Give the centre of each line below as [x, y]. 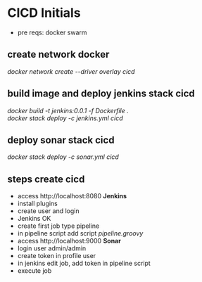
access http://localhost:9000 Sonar [69, 241]
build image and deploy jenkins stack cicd [101, 94]
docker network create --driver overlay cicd [71, 71]
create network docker [58, 55]
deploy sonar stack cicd [61, 140]
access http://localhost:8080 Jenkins [72, 196]
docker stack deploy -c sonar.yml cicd [63, 157]
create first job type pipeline [58, 226]
